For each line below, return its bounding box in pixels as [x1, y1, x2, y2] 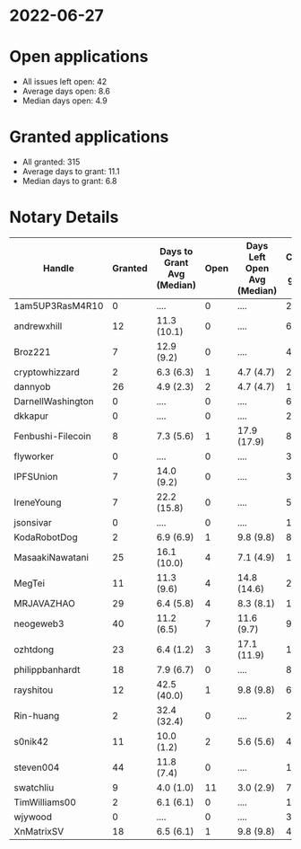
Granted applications [9, 127, 169, 147]
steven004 [13, 761, 60, 774]
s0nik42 [13, 736, 49, 747]
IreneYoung [13, 496, 62, 509]
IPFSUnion [13, 471, 58, 482]
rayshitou [13, 684, 54, 696]
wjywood [13, 810, 52, 823]
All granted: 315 [21, 156, 81, 167]
